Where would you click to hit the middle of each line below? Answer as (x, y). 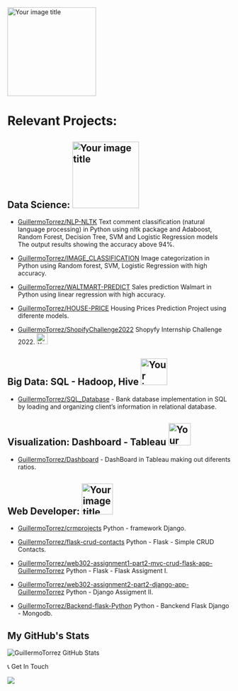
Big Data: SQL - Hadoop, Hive (73, 382)
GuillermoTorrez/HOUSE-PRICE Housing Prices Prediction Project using (122, 308)
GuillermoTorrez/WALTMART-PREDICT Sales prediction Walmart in (115, 287)
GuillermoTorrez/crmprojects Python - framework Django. (102, 529)
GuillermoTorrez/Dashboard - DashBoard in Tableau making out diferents (124, 459)
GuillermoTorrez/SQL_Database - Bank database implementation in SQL (122, 399)
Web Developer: (44, 511)
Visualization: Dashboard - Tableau (87, 442)
